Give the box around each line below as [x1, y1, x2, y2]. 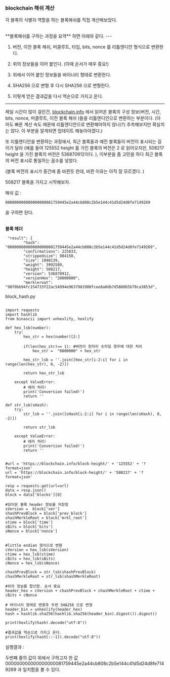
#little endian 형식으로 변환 [5, 543, 63, 548]
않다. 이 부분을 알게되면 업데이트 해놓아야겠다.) [10, 128, 103, 134]
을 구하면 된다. [5, 209, 34, 216]
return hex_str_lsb [23, 371, 65, 376]
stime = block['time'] [5, 520, 53, 525]
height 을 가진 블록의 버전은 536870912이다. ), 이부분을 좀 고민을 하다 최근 [5, 151, 153, 158]
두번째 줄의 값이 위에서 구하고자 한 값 [5, 655, 78, 661]
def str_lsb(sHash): [5, 403, 49, 408]
